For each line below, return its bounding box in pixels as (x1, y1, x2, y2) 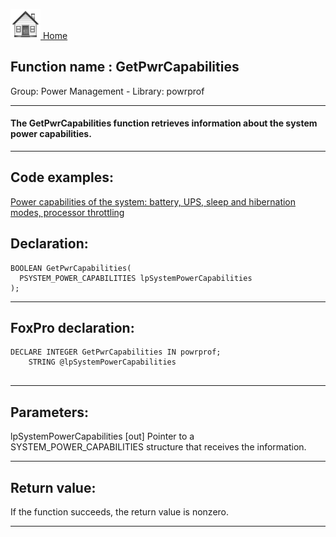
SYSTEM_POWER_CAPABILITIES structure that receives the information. (10, 441, 307, 453)
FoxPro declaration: (10, 320, 135, 337)
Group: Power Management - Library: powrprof (10, 85, 205, 97)
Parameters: (10, 404, 89, 421)
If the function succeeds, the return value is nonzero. (10, 506, 230, 518)
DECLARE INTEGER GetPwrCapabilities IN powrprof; (10, 347, 222, 358)
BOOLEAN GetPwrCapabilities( (10, 263, 132, 273)
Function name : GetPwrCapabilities (10, 59, 240, 76)
